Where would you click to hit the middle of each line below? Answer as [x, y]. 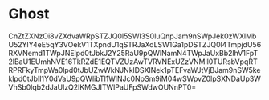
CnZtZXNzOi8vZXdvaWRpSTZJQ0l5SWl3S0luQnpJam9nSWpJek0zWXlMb [132, 36]
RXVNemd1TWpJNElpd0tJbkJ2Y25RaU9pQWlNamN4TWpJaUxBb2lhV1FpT [133, 53]
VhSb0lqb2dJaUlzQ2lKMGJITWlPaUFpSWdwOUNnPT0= [102, 87]
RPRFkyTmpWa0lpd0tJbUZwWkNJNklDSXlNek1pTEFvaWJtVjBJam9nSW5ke [134, 70]
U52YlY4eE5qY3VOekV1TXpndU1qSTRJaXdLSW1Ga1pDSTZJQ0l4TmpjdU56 [135, 44]
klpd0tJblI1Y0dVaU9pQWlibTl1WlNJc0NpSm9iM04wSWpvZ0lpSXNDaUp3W [134, 78]
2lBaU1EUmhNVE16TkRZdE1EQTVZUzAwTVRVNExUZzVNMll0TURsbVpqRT [133, 62]
